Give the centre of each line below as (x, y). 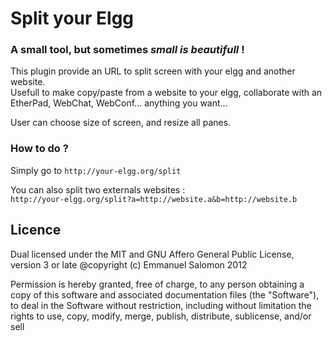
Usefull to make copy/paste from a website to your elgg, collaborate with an (166, 93)
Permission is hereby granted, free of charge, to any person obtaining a (157, 284)
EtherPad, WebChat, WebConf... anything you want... (119, 103)
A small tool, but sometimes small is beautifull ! (127, 50)
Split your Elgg (72, 18)
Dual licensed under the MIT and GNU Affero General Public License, (152, 254)
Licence (36, 230)
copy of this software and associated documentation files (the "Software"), (165, 294)
